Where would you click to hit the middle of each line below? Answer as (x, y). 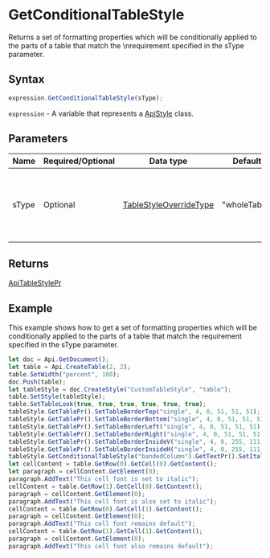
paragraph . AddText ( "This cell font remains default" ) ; (102, 524)
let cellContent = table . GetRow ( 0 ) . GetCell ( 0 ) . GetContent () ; (113, 464)
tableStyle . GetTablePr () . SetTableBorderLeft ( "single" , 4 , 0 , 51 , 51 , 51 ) (135, 427)
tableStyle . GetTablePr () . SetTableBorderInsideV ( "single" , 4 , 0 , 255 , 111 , (136, 441)
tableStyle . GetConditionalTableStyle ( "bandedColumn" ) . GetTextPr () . (124, 457)
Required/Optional (79, 161)
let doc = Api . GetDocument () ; (59, 359)
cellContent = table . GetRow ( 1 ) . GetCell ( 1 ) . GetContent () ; (106, 531)
